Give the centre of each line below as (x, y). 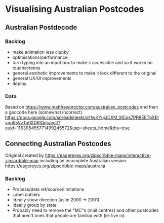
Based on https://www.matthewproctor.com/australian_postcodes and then (82, 107)
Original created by (25, 155)
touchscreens (26, 68)
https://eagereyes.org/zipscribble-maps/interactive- (98, 155)
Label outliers (26, 195)
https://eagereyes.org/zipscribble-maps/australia (55, 166)
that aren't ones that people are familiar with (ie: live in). (69, 216)
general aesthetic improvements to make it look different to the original (84, 73)
